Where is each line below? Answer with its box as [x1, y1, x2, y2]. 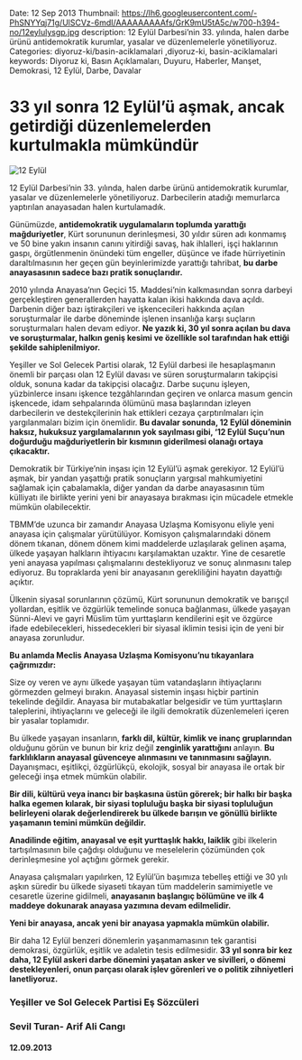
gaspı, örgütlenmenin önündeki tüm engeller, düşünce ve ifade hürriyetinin [9, 247, 286, 258]
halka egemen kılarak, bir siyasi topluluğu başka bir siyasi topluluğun [9, 797, 273, 808]
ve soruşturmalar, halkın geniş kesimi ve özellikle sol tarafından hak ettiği [9, 332, 290, 343]
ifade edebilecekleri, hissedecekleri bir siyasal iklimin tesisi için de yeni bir [9, 622, 285, 633]
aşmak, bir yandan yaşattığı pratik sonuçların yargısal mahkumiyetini [9, 473, 263, 484]
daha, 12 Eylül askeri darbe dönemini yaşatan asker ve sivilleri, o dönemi [9, 954, 286, 964]
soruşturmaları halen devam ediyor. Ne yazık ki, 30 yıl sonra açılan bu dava [9, 322, 291, 333]
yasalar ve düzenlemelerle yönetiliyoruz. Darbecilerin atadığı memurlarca [9, 191, 280, 202]
